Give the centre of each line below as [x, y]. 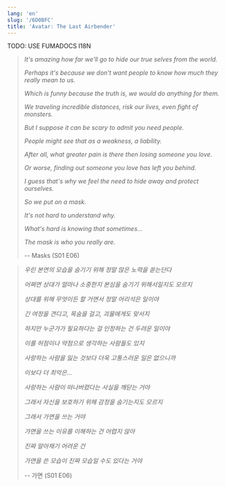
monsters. [38, 114]
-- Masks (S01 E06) [52, 256]
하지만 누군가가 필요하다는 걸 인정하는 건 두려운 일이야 [97, 328]
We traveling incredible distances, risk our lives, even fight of [111, 107]
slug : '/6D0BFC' [30, 20]
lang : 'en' [23, 13]
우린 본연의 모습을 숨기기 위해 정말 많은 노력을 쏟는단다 [98, 270]
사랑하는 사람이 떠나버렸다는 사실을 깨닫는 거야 [87, 387]
